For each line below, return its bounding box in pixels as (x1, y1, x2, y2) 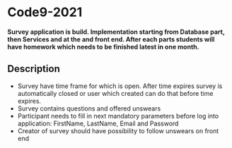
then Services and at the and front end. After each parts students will (7, 35, 215, 43)
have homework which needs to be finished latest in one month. (7, 42, 199, 51)
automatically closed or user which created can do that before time (17, 89, 214, 97)
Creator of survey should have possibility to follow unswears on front (17, 126, 219, 135)
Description (7, 63, 60, 75)
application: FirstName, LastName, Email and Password (17, 119, 179, 128)
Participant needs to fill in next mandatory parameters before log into (17, 111, 219, 120)
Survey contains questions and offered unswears (17, 104, 161, 113)
